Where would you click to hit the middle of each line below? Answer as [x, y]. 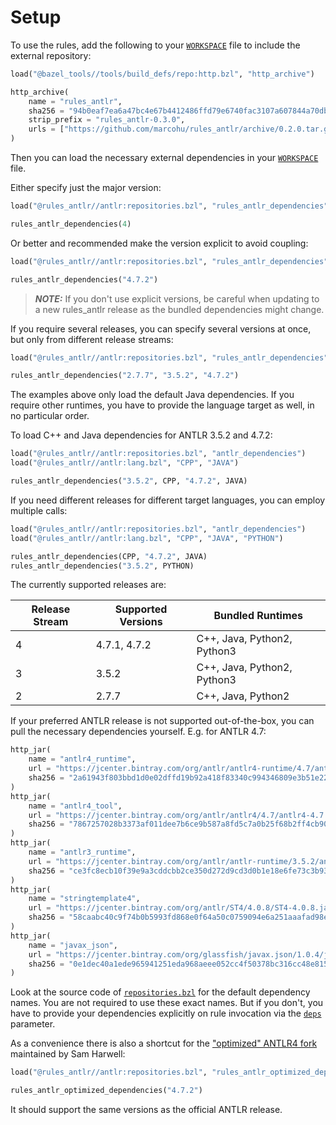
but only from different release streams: [92, 339]
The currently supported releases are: [88, 585]
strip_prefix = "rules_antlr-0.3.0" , [107, 120]
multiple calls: [39, 510]
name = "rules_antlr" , [75, 101]
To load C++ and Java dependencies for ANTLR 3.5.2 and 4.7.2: [141, 435]
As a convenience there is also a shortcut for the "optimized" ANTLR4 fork [164, 1043]
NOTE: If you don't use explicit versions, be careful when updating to [177, 298]
